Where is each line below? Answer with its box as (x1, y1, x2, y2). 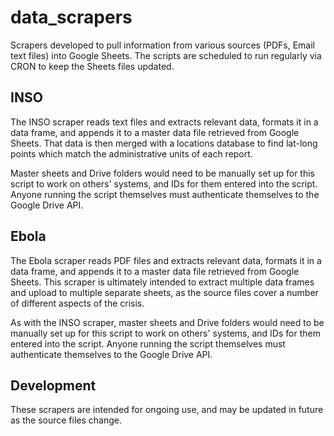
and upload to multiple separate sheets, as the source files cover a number (10, 286, 319, 298)
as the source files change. (10, 414, 122, 426)
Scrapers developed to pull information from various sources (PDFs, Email (10, 39, 316, 51)
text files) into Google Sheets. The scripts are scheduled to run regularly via (10, 49, 322, 61)
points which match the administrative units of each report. (10, 147, 253, 160)
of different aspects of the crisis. (10, 297, 145, 309)
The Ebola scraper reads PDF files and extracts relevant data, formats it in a (10, 254, 322, 266)
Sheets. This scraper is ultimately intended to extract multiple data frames (10, 276, 315, 288)
